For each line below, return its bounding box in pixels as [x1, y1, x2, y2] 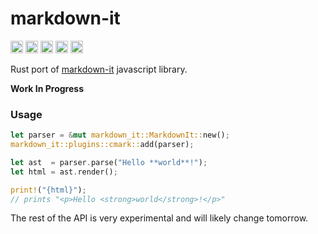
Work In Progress [10, 82, 84, 94]
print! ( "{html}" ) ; [10, 185, 87, 195]
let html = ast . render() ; [10, 167, 118, 177]
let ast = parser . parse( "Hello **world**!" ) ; [10, 157, 208, 167]
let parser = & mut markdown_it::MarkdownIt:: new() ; [10, 130, 230, 141]
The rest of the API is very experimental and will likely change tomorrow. [10, 212, 309, 224]
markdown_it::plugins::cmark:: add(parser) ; [10, 140, 195, 150]
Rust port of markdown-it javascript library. [10, 63, 188, 75]
